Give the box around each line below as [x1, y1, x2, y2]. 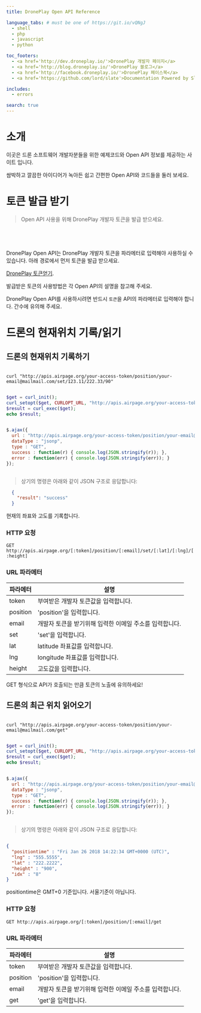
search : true [6, 103, 39, 109]
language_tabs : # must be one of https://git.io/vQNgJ [6, 19, 146, 26]
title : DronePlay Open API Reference [6, 8, 100, 15]
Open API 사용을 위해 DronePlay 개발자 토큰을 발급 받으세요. [20, 216, 164, 223]
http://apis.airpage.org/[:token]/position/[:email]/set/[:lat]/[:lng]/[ [6, 548, 194, 554]
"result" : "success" [17, 495, 68, 501]
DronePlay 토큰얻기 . [6, 270, 54, 277]
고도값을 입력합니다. [37, 664, 91, 673]
